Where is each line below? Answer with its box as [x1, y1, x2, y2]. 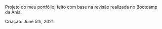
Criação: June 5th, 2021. [5, 19, 55, 24]
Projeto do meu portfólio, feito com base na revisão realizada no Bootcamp [5, 4, 158, 10]
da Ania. [5, 9, 22, 15]
